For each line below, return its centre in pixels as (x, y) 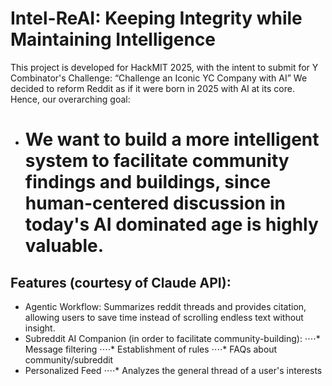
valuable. (64, 246)
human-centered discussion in (155, 203)
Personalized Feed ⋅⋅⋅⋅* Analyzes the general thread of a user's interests (173, 370)
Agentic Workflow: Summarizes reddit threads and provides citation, (165, 306)
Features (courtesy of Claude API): (121, 282)
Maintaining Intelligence (113, 39)
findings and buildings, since (148, 182)
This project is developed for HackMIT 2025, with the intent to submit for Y (164, 67)
